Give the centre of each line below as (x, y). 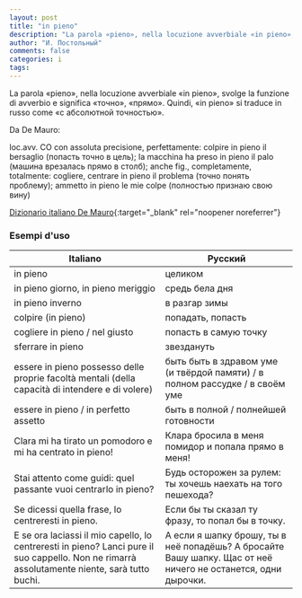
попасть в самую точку (216, 332)
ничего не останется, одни (223, 569)
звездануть (190, 347)
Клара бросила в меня (214, 435)
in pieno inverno (48, 303)
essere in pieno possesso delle (79, 367)
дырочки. (186, 580)
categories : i (36, 59)
